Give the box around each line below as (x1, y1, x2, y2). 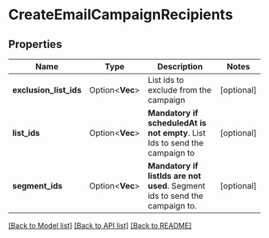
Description (157, 61, 203, 72)
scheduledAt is (147, 117, 207, 129)
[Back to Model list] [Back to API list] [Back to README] (8, 221, 192, 230)
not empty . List (147, 128, 206, 138)
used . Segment (147, 180, 206, 191)
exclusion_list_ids (12, 85, 82, 95)
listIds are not (147, 170, 202, 181)
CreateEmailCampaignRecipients (8, 6, 234, 24)
